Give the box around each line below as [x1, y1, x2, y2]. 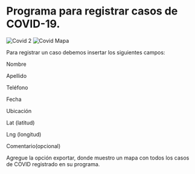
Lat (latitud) [6, 119, 35, 126]
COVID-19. [6, 17, 60, 31]
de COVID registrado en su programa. [6, 160, 100, 167]
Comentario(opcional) [6, 142, 61, 149]
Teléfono [6, 83, 28, 91]
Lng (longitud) [6, 130, 42, 138]
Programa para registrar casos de [6, 4, 178, 18]
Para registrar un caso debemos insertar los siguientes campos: [6, 48, 165, 56]
